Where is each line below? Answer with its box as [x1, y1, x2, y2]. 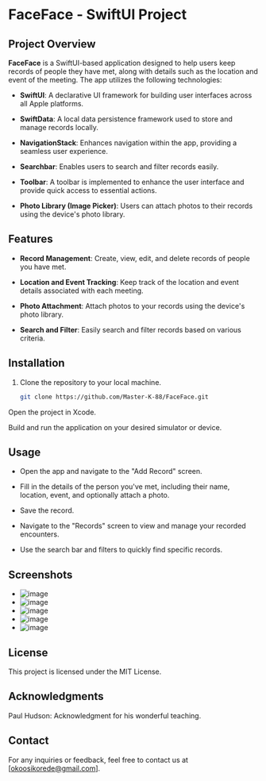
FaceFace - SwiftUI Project [8, 6, 187, 24]
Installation [8, 356, 65, 370]
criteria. [19, 333, 45, 343]
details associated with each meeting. [19, 286, 145, 295]
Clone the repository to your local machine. [19, 377, 161, 387]
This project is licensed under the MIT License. [8, 667, 162, 676]
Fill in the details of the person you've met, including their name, [19, 482, 230, 491]
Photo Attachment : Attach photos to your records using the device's [19, 301, 245, 310]
